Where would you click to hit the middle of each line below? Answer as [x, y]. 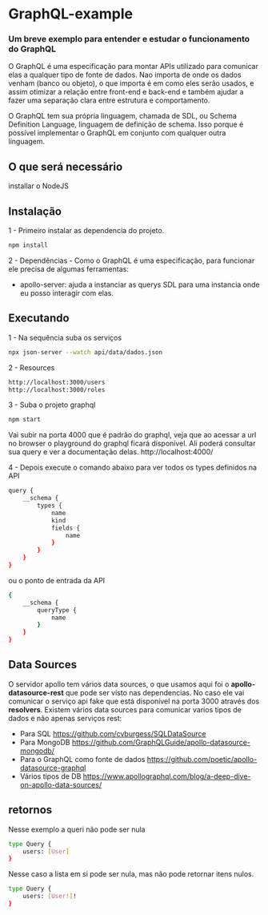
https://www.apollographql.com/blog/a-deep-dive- [167, 776]
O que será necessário [66, 166]
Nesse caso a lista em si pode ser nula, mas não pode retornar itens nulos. [131, 874]
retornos [30, 810]
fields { [66, 528]
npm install [28, 245]
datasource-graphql [53, 768]
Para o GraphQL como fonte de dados [82, 759]
